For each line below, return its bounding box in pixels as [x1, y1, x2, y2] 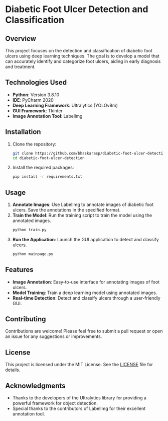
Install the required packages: [12, 165, 74, 171]
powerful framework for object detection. [12, 400, 98, 406]
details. [5, 367, 21, 373]
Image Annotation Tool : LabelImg [12, 113, 83, 119]
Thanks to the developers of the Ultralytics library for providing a [12, 395, 147, 401]
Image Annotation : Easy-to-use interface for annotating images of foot [12, 278, 159, 285]
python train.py [12, 228, 47, 233]
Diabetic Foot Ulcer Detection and [5, 4, 148, 15]
